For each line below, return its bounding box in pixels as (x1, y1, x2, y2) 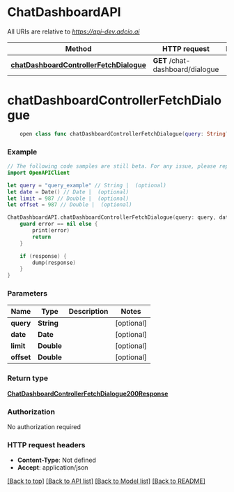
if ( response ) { (19, 252, 68, 259)
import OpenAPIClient (7, 169, 70, 176)
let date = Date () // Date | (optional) (7, 188, 130, 196)
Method (65, 43, 92, 53)
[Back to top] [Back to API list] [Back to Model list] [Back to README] (7, 477, 205, 486)
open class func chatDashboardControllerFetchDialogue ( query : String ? (19, 130, 229, 137)
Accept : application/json (17, 463, 88, 472)
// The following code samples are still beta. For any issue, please (7, 163, 217, 170)
